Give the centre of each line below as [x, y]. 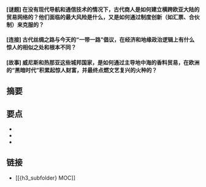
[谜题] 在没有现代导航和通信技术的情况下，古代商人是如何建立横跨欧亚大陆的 [103, 9]
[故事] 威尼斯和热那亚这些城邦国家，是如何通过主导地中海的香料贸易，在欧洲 [103, 62]
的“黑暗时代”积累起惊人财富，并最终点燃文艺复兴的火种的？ [82, 70]
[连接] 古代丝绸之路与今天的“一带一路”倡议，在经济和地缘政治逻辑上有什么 [101, 40]
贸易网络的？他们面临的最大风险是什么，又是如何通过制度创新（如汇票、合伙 [103, 17]
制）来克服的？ [25, 24]
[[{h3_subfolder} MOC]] [45, 178]
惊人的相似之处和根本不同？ [41, 47]
